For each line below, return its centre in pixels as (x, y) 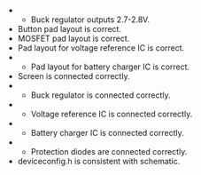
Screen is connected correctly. (73, 76)
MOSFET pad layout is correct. (73, 38)
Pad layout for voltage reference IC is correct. (101, 48)
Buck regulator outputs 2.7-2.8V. (90, 20)
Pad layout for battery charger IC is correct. (110, 67)
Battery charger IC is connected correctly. (107, 133)
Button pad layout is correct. (70, 29)
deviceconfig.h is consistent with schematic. (99, 161)
